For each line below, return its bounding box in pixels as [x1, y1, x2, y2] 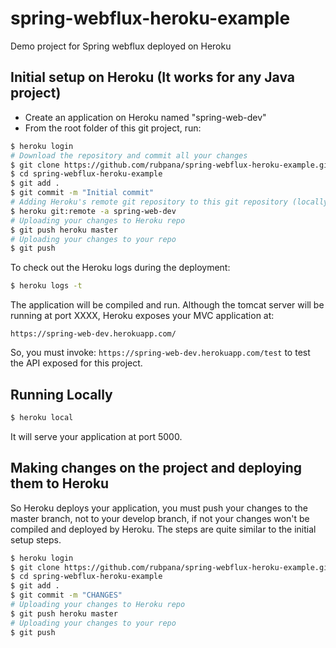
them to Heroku [10, 475, 110, 492]
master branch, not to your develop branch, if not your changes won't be [10, 512, 310, 524]
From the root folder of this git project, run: [24, 122, 202, 134]
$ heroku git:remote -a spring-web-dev [10, 206, 177, 216]
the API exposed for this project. [10, 357, 143, 369]
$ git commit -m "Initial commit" [10, 188, 155, 198]
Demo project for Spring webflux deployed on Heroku [10, 40, 232, 52]
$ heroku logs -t [10, 281, 83, 291]
